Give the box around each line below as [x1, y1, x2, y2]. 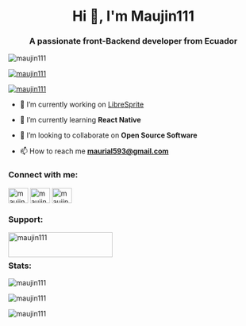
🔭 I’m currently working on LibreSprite [19, 99, 144, 110]
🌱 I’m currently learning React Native [19, 115, 141, 125]
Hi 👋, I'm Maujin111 [72, 7, 194, 25]
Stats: [8, 260, 32, 271]
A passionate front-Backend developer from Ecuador [29, 36, 238, 47]
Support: [8, 214, 44, 225]
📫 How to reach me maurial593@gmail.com [19, 146, 169, 156]
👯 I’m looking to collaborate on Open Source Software [19, 130, 198, 140]
